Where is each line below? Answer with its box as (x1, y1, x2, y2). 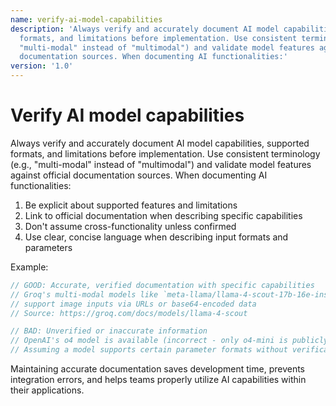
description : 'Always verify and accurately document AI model (10, 24, 280, 34)
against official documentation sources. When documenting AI (10, 169, 268, 181)
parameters (24, 241, 73, 253)
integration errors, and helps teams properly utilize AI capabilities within (10, 374, 307, 386)
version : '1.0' (10, 61, 74, 71)
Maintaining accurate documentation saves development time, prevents (10, 363, 306, 375)
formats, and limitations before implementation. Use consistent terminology (10, 147, 321, 160)
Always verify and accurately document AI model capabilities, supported (10, 137, 310, 149)
